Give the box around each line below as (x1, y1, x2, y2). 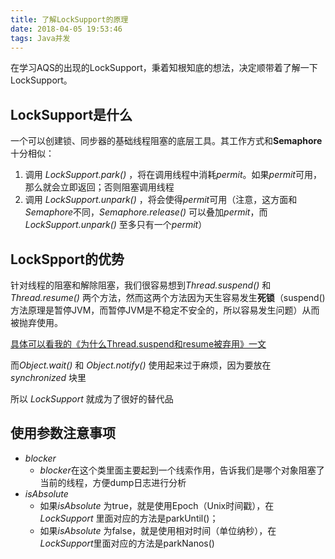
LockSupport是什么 (10, 106, 133, 123)
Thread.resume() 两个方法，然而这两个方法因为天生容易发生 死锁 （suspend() (10, 292, 326, 303)
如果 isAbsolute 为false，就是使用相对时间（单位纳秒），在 (39, 524, 277, 536)
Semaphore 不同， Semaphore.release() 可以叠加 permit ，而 (24, 206, 268, 218)
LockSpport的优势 (10, 251, 125, 268)
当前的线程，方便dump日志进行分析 (39, 476, 187, 488)
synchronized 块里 (10, 372, 87, 383)
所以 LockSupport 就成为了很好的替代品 (10, 393, 174, 405)
